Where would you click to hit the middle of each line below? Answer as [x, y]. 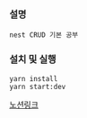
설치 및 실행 [33, 59]
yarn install [34, 78]
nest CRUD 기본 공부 [44, 35]
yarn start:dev [38, 86]
